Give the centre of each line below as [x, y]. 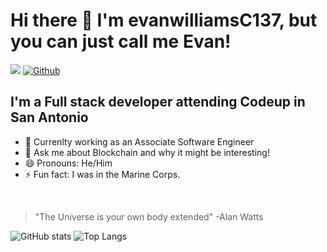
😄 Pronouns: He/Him [68, 163]
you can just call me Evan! [121, 41]
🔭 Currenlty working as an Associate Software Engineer [139, 141]
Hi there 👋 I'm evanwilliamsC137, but [164, 20]
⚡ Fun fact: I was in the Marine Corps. [102, 174]
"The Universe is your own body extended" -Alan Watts [149, 216]
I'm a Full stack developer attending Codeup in [158, 102]
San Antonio [49, 117]
